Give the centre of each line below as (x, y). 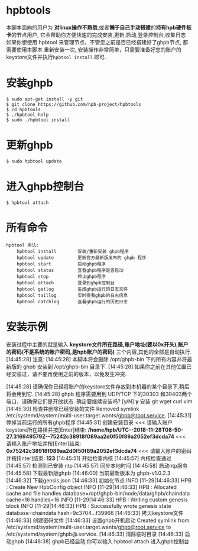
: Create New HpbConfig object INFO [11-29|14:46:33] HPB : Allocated (92, 487)
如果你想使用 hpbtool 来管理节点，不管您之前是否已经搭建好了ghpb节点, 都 (97, 42)
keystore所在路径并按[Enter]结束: (46, 430)
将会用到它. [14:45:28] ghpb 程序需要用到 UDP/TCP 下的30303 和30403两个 (99, 394)
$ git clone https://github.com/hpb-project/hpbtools (74, 104)
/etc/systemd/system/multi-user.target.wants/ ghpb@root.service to (89, 527)
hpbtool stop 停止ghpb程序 (61, 276)
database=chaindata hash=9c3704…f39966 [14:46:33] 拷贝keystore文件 (95, 513)
